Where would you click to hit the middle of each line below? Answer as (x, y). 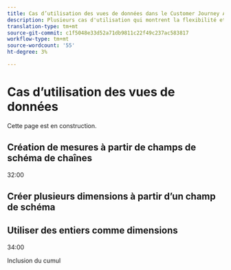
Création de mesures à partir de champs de (102, 148)
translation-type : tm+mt (43, 26)
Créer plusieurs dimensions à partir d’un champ (111, 197)
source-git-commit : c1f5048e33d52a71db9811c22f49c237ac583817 (98, 33)
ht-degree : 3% (27, 52)
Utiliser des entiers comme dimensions (93, 230)
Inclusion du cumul (34, 260)
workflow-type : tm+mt (38, 39)
